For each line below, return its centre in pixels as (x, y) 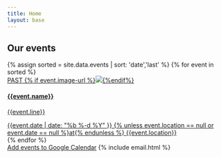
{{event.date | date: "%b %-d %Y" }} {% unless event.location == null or (110, 125)
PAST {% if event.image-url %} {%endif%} (71, 80)
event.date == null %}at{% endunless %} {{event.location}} (92, 132)
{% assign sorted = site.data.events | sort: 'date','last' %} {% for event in (110, 65)
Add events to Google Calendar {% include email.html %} (89, 147)
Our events (32, 48)
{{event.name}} (30, 96)
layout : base (26, 20)
